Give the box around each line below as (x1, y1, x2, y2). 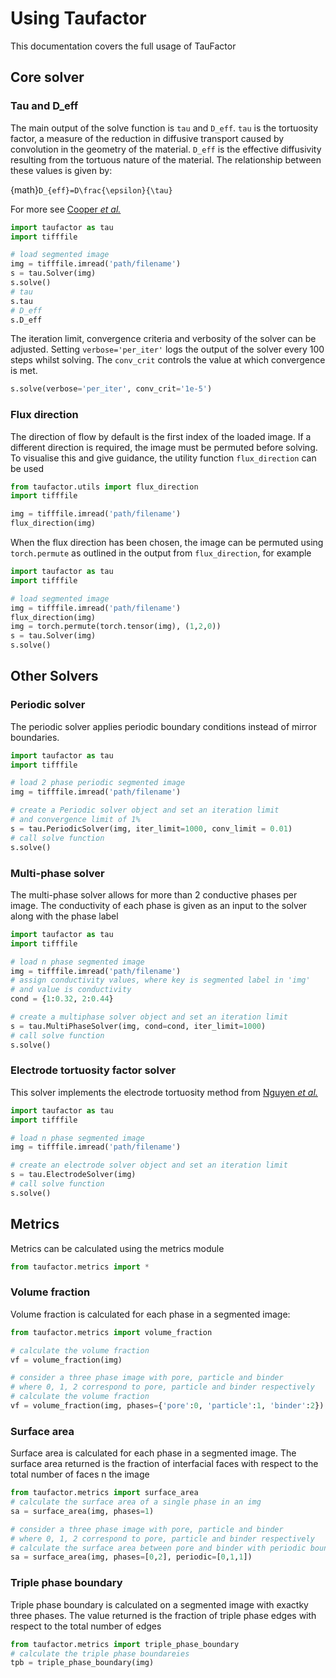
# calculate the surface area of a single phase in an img (10, 1497, 262, 1507)
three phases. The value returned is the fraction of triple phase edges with (10, 1609, 317, 1621)
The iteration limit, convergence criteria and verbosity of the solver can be (10, 333, 317, 345)
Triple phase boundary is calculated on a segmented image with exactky (10, 1598, 309, 1611)
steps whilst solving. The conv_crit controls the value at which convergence (10, 354, 326, 366)
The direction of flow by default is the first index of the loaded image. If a (10, 430, 312, 442)
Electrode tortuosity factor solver (10, 1063, 177, 1077)
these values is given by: (10, 164, 113, 176)
